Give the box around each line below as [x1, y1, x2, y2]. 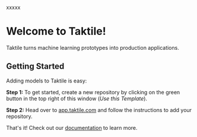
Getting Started [6, 61, 65, 72]
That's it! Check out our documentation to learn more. [6, 124, 138, 131]
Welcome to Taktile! [6, 25, 106, 38]
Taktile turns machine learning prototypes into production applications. [6, 44, 179, 51]
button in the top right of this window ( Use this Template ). [6, 95, 147, 102]
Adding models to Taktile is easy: [6, 77, 87, 84]
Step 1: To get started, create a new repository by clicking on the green [6, 88, 180, 95]
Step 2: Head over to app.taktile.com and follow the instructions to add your [6, 106, 192, 113]
